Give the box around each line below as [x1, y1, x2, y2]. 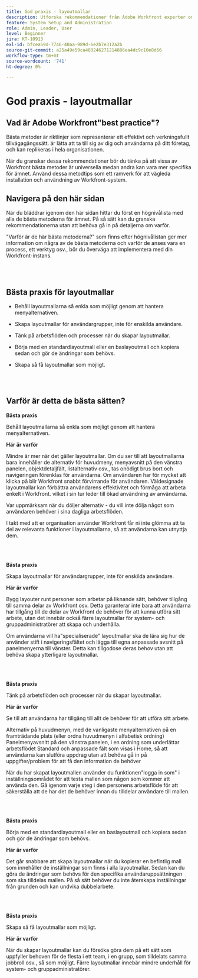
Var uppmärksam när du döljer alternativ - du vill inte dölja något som [6, 501, 174, 509]
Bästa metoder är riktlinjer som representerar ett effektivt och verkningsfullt [6, 134, 190, 141]
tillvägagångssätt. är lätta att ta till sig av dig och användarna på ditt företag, [6, 140, 191, 147]
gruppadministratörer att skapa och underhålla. [6, 621, 121, 628]
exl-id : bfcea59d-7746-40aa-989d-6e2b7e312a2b [6, 42, 123, 48]
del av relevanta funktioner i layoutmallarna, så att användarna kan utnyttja [6, 525, 187, 532]
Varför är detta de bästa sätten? [6, 396, 126, 406]
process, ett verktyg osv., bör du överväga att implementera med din [6, 246, 173, 253]
